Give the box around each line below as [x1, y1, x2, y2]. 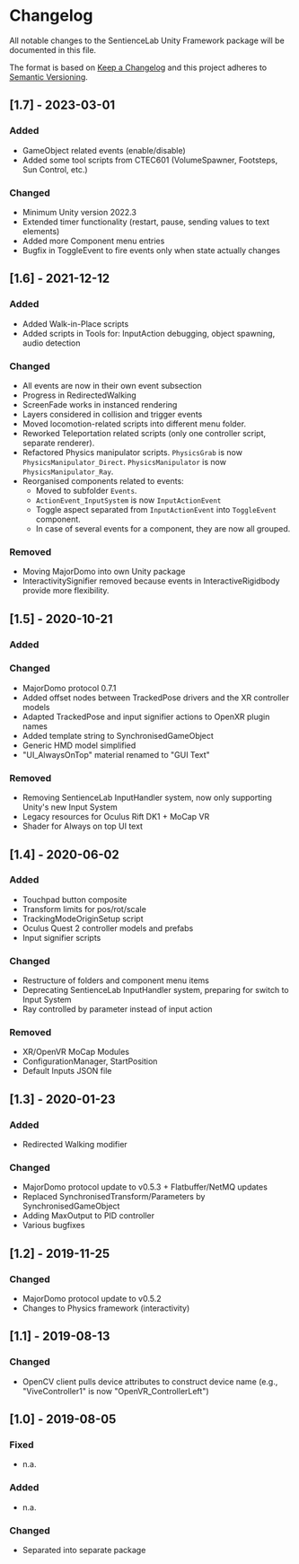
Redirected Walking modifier [22, 1139, 128, 1150]
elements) [22, 225, 60, 236]
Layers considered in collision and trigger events [22, 409, 203, 419]
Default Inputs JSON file [22, 1066, 112, 1076]
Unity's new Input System [22, 802, 119, 813]
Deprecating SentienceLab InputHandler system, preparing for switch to [22, 985, 289, 996]
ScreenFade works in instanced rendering [22, 399, 178, 409]
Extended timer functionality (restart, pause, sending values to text [22, 216, 270, 227]
